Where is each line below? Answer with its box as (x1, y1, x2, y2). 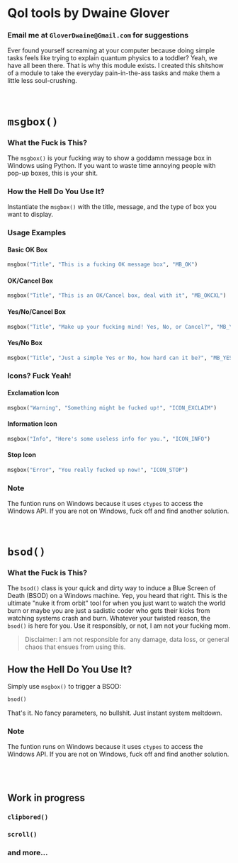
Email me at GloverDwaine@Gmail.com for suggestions (7, 30, 189, 40)
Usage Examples (7, 228, 67, 238)
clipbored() (7, 813, 49, 821)
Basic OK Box (7, 245, 48, 254)
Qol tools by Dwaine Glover (7, 5, 170, 21)
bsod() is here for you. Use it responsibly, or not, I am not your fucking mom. (7, 621, 230, 630)
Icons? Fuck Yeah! (7, 371, 72, 380)
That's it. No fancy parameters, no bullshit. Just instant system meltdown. (7, 709, 222, 717)
